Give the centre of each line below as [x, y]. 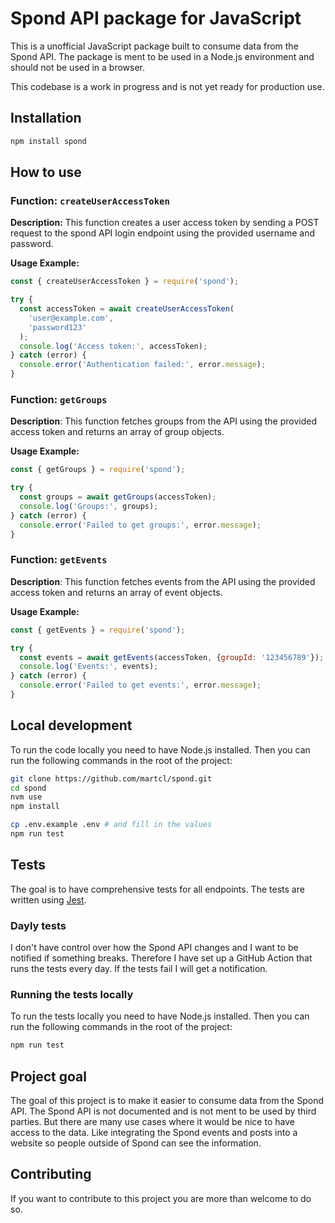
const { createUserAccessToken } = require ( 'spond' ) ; [125, 282]
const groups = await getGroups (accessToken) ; [118, 497]
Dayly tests [38, 925]
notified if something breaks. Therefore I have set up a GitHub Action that [161, 958]
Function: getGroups [59, 399]
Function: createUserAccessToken [90, 200]
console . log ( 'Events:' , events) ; [89, 667]
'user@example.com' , [71, 318]
